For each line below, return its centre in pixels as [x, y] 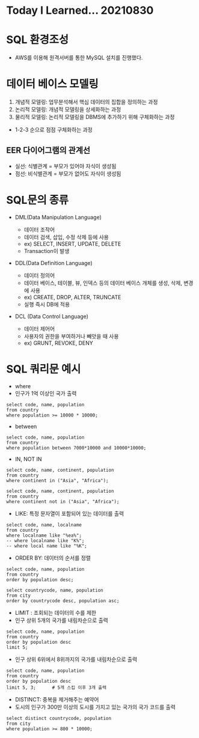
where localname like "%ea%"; [44, 535]
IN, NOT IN [28, 459]
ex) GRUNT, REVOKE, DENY [58, 343]
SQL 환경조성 [38, 40]
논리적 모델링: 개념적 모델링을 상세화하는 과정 [68, 109]
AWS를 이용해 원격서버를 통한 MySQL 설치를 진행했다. [79, 58]
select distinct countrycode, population [59, 718]
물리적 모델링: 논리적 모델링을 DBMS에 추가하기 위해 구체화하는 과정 [95, 117]
